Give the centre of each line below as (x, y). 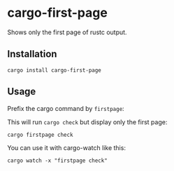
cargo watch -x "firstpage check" (58, 161)
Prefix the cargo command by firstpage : (66, 108)
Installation (32, 54)
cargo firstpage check (40, 135)
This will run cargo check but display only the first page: (87, 122)
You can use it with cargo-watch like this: (66, 147)
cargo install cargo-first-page (54, 70)
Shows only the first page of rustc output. (67, 32)
